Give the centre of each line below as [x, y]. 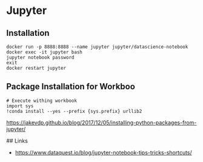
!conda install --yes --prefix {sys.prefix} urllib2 [74, 111]
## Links [17, 141]
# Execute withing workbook [42, 101]
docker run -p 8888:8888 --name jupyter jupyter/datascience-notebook [97, 47]
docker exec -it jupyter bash [45, 52]
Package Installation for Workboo [71, 86]
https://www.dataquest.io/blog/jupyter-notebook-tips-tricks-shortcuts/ [103, 152]
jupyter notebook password [40, 58]
